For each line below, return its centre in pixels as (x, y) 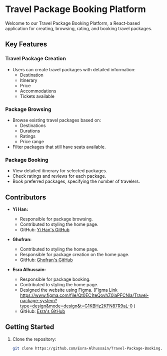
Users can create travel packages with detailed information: (74, 69)
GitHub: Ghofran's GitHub (46, 260)
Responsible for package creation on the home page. (74, 255)
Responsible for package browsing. (56, 219)
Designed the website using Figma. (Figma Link (69, 290)
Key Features (26, 44)
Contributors (26, 197)
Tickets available (37, 96)
